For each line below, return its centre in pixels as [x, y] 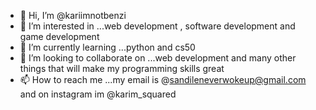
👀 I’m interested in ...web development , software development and [157, 26]
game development [59, 36]
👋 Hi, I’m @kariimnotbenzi [73, 15]
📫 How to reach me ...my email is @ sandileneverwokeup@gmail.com [163, 79]
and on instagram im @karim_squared [98, 94]
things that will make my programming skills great [122, 68]
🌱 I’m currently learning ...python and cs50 [107, 47]
